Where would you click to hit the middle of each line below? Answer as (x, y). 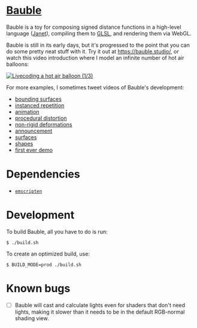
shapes (24, 143)
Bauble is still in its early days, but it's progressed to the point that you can (98, 45)
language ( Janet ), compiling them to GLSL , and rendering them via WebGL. (99, 33)
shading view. (32, 318)
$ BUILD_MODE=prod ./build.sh (44, 264)
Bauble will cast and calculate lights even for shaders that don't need (100, 305)
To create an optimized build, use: (48, 254)
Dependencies (43, 174)
